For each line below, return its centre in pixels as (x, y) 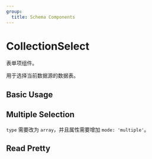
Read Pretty (28, 149)
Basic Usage (30, 95)
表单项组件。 (22, 63)
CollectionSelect (48, 46)
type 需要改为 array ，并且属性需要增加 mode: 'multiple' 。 (78, 130)
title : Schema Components (43, 17)
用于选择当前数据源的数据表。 (42, 76)
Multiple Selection (41, 115)
